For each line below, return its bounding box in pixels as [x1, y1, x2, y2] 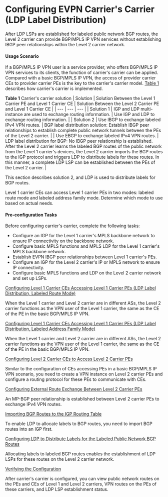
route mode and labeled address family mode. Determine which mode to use [5, 195, 163, 201]
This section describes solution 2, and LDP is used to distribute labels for [5, 174, 156, 180]
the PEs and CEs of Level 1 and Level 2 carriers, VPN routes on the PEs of [5, 481, 156, 487]
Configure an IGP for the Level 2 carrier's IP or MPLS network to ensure [12, 259, 160, 265]
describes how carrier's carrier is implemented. [5, 85, 103, 91]
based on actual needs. [5, 200, 53, 207]
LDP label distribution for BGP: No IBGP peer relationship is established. [5, 138, 153, 144]
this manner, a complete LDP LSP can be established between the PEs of [5, 159, 155, 165]
